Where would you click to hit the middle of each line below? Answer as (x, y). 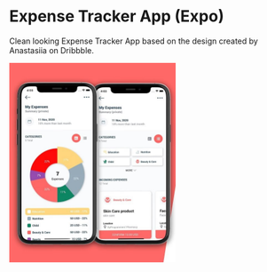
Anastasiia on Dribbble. (52, 50)
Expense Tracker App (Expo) (117, 16)
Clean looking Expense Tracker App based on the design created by (134, 41)
